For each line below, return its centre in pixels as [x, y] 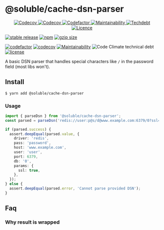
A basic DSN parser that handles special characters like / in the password [79, 61]
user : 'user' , [28, 152]
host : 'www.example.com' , [40, 148]
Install [15, 82]
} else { [14, 184]
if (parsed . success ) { [28, 129]
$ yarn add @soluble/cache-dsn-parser [44, 93]
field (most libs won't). [28, 67]
